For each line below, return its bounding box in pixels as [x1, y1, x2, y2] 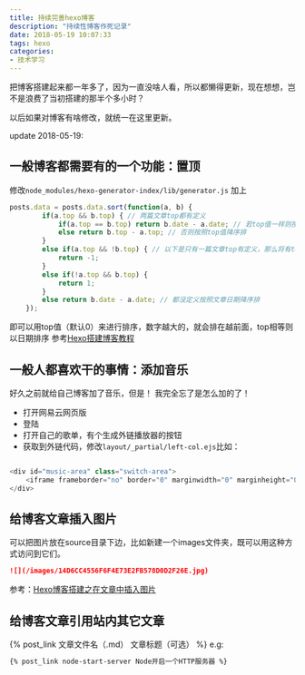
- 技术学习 [9, 55, 45, 64]
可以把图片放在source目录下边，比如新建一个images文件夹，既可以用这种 [9, 537, 285, 548]
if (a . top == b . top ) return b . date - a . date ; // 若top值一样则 [57, 220, 292, 229]
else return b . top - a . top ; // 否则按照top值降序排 [57, 228, 247, 237]
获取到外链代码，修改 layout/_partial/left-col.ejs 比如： [22, 441, 241, 452]
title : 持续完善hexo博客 [9, 13, 95, 23]
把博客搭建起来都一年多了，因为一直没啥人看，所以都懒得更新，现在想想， [9, 82, 288, 92]
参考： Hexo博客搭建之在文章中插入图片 [9, 584, 156, 595]
